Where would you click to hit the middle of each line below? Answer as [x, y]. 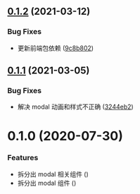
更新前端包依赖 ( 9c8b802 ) [55, 48]
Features [23, 158]
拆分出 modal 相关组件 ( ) [53, 174]
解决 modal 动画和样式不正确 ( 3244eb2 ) [75, 107]
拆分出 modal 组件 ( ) [47, 183]
